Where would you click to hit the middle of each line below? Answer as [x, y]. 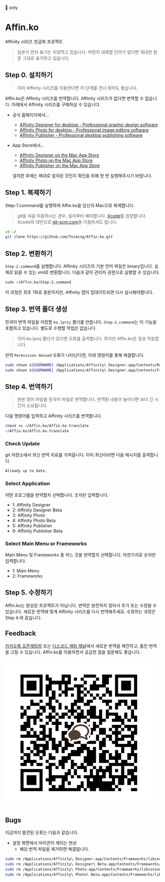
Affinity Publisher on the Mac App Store [60, 165]
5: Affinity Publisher [32, 526]
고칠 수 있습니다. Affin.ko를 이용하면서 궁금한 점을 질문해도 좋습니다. [76, 652]
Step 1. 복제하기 [28, 193]
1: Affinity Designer [31, 505]
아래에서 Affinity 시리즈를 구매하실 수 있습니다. [56, 104]
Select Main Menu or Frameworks [46, 543]
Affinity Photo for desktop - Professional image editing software [84, 130]
